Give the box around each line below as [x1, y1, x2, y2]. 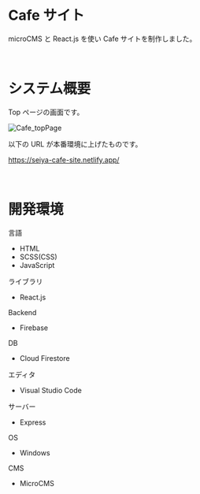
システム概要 [8, 80, 91, 98]
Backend [8, 307, 37, 317]
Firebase [19, 323, 49, 332]
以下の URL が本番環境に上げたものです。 [8, 139, 143, 149]
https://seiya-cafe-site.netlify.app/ [8, 154, 120, 165]
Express [19, 418, 46, 427]
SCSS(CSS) [19, 252, 57, 262]
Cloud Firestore [19, 353, 70, 362]
